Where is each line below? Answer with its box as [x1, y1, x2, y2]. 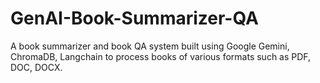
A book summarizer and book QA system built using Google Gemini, [10, 40, 290, 52]
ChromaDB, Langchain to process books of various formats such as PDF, [10, 50, 312, 62]
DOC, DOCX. [10, 61, 63, 73]
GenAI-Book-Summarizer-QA [10, 7, 259, 30]
